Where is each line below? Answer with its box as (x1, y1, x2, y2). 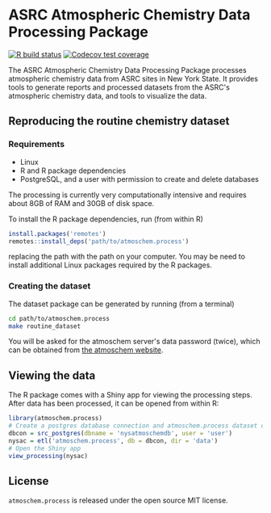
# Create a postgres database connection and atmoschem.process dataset (8, 422, 258, 430)
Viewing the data (8, 368, 96, 382)
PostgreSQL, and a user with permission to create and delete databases (19, 174, 260, 183)
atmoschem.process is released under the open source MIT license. (8, 495, 228, 506)
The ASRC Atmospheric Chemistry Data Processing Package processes (8, 65, 248, 74)
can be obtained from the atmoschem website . (8, 345, 164, 355)
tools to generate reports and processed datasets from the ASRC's (8, 82, 230, 92)
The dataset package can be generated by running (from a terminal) (8, 299, 236, 309)
